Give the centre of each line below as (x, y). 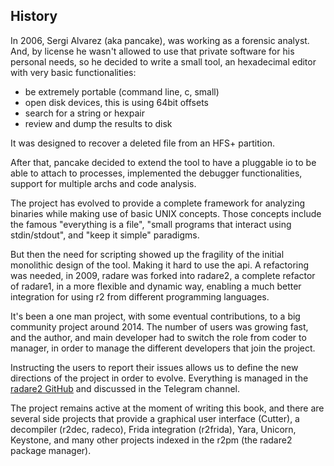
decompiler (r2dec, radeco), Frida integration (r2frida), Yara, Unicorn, (153, 429)
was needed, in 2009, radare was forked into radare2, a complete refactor (163, 275)
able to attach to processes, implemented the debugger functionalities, (156, 173)
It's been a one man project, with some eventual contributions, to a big (155, 316)
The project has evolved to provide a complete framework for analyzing (157, 203)
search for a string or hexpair (84, 113)
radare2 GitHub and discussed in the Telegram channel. (125, 388)
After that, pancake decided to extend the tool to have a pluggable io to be (163, 162)
